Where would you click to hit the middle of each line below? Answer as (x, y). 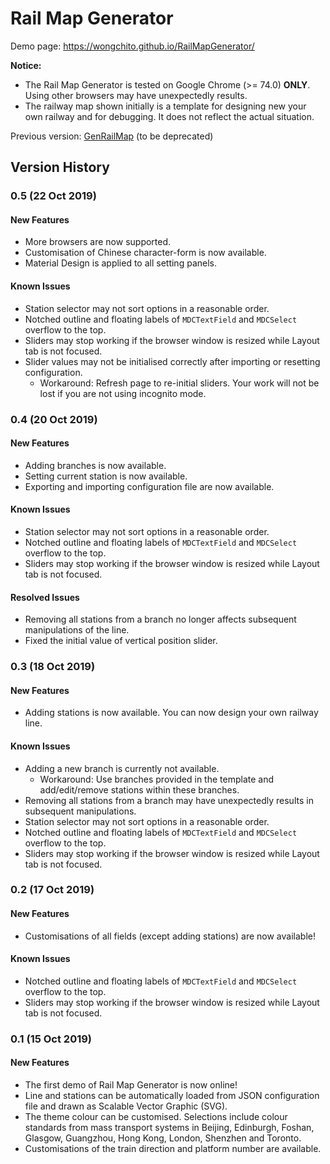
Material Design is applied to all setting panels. (120, 263)
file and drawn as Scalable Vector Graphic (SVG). (126, 1106)
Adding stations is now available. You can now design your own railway (171, 713)
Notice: (26, 65)
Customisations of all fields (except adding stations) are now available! (170, 936)
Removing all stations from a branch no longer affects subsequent (160, 619)
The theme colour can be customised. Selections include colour (156, 1116)
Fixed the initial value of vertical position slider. (121, 641)
